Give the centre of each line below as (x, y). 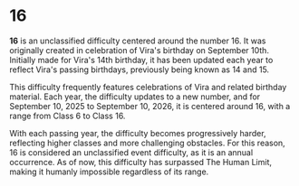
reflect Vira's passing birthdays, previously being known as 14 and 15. (140, 70)
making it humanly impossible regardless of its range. (109, 172)
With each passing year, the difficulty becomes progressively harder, (138, 133)
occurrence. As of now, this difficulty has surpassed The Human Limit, (140, 162)
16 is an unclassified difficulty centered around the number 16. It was (138, 41)
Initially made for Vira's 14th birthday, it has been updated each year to (141, 60)
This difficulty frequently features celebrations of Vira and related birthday (148, 87)
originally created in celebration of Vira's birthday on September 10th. (140, 50)
